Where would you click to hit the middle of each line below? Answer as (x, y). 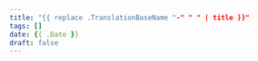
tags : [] (26, 26)
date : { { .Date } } (44, 34)
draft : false (34, 43)
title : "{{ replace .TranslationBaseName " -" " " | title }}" (129, 17)
